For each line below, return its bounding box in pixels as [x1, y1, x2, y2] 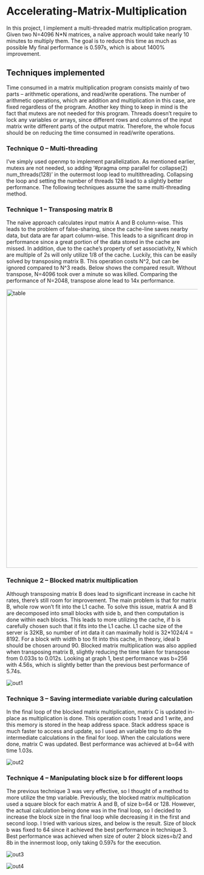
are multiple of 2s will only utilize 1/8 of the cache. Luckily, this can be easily [6, 251, 197, 258]
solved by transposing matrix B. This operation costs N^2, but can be [6, 258, 179, 265]
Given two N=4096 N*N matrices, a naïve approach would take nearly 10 [6, 30, 189, 38]
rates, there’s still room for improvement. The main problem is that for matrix [6, 596, 197, 604]
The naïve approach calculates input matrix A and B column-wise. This [6, 219, 183, 226]
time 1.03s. [6, 746, 33, 754]
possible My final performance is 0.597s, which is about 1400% [6, 44, 165, 51]
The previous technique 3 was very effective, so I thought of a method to [6, 788, 189, 795]
